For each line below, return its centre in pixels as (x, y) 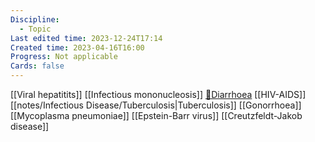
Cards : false (37, 66)
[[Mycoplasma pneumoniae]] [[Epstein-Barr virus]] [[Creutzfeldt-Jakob (156, 115)
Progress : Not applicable (64, 57)
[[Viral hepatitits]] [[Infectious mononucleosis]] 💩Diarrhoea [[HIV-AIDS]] (158, 94)
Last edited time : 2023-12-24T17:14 (86, 38)
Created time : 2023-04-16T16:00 (77, 47)
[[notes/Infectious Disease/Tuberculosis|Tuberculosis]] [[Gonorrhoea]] (156, 105)
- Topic (35, 29)
